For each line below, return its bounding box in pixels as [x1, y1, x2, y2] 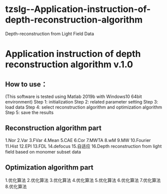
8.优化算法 [5, 183, 27, 189]
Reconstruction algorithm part [5, 124, 101, 132]
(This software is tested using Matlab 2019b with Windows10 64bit [5, 93, 142, 99]
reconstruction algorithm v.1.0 [5, 59, 133, 70]
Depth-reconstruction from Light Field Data [5, 30, 94, 36]
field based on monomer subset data [5, 148, 81, 154]
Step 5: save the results [5, 109, 54, 115]
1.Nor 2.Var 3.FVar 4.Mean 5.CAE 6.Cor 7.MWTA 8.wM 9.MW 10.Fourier [5, 137, 151, 143]
